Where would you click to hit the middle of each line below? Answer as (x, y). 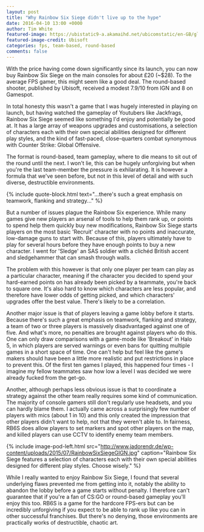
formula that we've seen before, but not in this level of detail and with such (100, 176)
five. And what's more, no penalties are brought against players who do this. (102, 332)
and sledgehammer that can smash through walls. (69, 257)
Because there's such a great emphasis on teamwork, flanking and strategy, (101, 320)
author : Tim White (29, 29)
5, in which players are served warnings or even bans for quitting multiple (98, 345)
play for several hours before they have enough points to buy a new (91, 244)
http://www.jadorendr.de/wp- (137, 446)
